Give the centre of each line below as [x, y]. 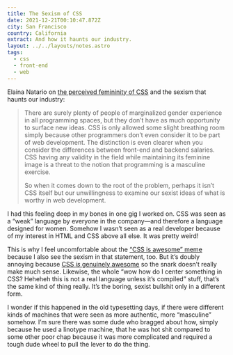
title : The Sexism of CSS [45, 14]
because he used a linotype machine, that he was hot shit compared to [109, 329]
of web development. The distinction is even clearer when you [113, 142]
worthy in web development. [65, 200]
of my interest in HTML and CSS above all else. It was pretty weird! [103, 236]
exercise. [37, 172]
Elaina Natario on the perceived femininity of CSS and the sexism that [107, 92]
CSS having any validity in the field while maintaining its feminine [117, 157]
